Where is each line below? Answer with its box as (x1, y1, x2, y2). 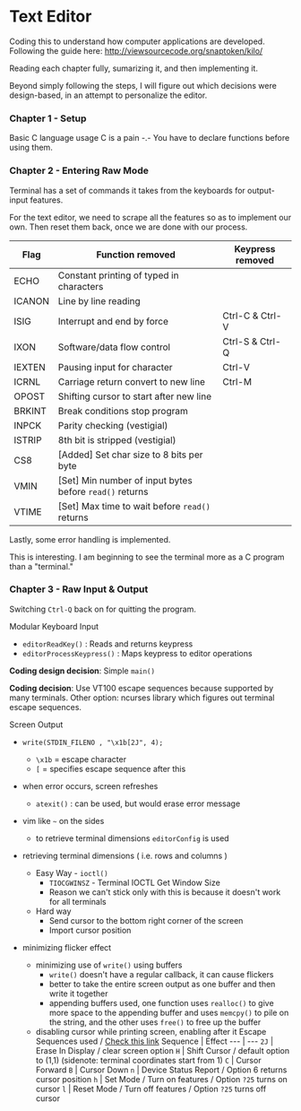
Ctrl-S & (222, 334, 258, 347)
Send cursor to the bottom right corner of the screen (48, 915, 244, 925)
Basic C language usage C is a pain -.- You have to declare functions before (9, 133, 290, 143)
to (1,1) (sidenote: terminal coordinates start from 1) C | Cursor (35, 1055, 262, 1065)
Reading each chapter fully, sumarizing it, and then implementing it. (9, 63, 258, 74)
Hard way (35, 906, 72, 916)
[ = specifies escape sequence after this (35, 763, 186, 774)
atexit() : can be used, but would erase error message (35, 798, 241, 809)
